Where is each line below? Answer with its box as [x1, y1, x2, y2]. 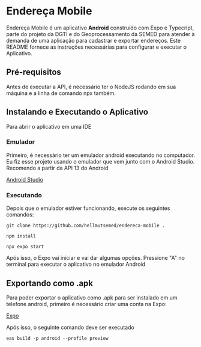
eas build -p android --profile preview [6, 335, 109, 341]
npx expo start [6, 244, 44, 250]
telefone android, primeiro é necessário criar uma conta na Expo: [6, 300, 167, 307]
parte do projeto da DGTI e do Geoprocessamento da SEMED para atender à [6, 30, 195, 37]
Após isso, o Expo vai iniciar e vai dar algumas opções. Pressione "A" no [6, 254, 185, 262]
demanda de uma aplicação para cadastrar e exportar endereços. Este [6, 37, 181, 44]
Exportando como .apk [6, 278, 94, 288]
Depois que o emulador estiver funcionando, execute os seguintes [6, 204, 170, 212]
